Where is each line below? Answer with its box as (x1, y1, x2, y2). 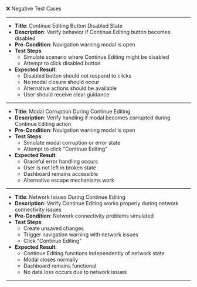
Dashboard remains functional (23, 262, 97, 269)
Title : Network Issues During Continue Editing (14, 193, 126, 201)
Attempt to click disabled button (23, 60, 101, 66)
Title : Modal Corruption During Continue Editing (14, 108, 131, 115)
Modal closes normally (23, 256, 79, 263)
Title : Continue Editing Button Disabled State (14, 22, 123, 29)
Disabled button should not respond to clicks (23, 72, 132, 79)
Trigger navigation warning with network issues (23, 231, 139, 238)
